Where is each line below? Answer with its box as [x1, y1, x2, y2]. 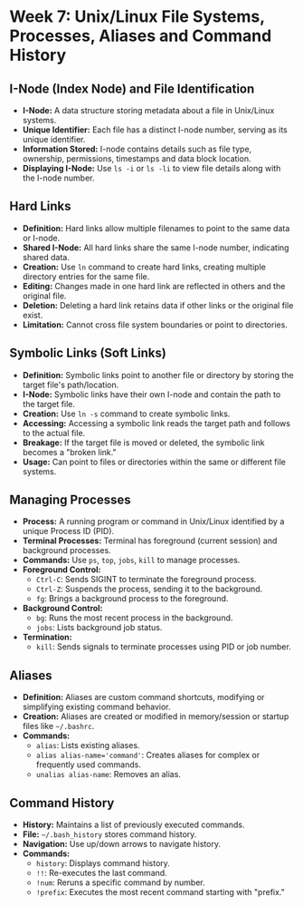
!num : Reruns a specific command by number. [35, 877, 205, 888]
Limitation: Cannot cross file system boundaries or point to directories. [22, 319, 288, 330]
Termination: [22, 632, 72, 643]
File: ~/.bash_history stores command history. [22, 829, 197, 840]
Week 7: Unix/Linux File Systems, [9, 6, 265, 27]
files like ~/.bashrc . [22, 721, 95, 732]
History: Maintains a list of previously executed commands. [22, 819, 245, 831]
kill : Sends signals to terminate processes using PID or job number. [35, 641, 291, 652]
